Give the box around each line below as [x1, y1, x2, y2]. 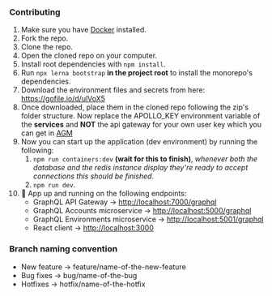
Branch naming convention [9, 243, 118, 255]
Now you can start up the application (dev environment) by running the [20, 137, 258, 147]
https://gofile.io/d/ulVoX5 [20, 94, 106, 104]
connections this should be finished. [32, 171, 155, 181]
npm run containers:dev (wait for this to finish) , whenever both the [32, 154, 258, 164]
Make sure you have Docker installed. [20, 25, 147, 35]
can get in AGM [20, 128, 74, 138]
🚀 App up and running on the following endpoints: [20, 189, 187, 199]
